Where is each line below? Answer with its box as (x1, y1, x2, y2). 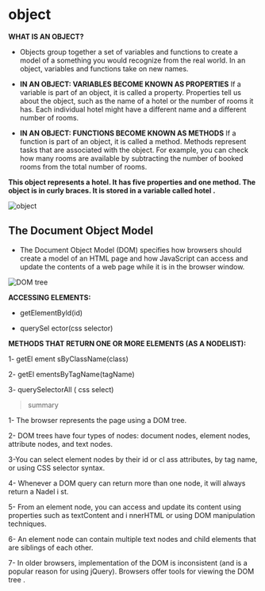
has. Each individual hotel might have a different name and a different (19, 105, 247, 114)
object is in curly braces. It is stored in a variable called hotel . (8, 185, 216, 195)
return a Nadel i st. (8, 486, 69, 496)
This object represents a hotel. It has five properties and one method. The (8, 177, 256, 187)
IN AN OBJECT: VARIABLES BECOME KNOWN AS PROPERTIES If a (19, 79, 242, 89)
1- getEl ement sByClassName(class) (8, 354, 129, 364)
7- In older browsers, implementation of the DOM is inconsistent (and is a (8, 558, 248, 567)
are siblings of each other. (8, 543, 94, 552)
